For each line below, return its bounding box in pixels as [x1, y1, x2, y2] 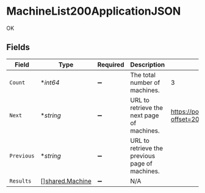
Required [97, 60, 124, 68]
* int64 [40, 78, 60, 87]
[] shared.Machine [40, 177, 92, 185]
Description [130, 60, 165, 68]
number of [130, 78, 160, 87]
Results [9, 177, 32, 184]
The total [130, 70, 156, 79]
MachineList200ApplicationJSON [6, 4, 181, 18]
